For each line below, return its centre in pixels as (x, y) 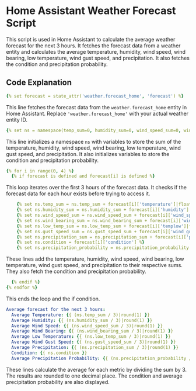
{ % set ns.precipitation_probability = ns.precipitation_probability (103, 248)
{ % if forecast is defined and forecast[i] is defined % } (83, 177)
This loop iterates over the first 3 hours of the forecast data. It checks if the (96, 188)
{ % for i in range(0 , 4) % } (40, 171)
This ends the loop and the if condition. (53, 299)
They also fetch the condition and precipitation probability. (76, 271)
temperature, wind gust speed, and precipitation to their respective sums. (94, 265)
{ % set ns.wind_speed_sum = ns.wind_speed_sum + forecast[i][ (94, 215)
